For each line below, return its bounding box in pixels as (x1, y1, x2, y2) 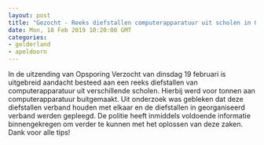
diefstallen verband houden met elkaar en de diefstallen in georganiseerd (8, 103, 245, 112)
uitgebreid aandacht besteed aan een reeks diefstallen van (8, 78, 198, 87)
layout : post (8, 11, 51, 20)
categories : (8, 33, 47, 42)
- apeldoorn (8, 48, 47, 56)
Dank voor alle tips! (8, 128, 71, 137)
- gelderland (8, 41, 51, 49)
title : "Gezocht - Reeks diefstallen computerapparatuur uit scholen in (8, 19, 251, 27)
